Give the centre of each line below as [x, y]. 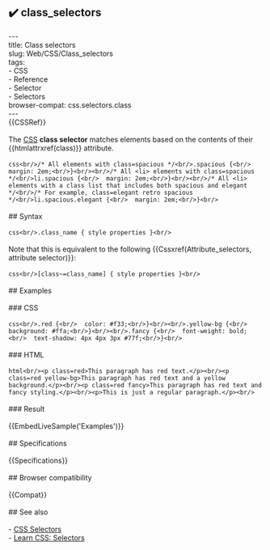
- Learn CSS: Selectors [46, 537]
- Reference [28, 79]
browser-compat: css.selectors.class [70, 105]
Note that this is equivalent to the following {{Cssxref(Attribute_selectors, [130, 249]
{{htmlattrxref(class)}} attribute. [61, 148]
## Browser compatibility [50, 477]
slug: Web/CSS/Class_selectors [61, 53]
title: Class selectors [42, 44]
